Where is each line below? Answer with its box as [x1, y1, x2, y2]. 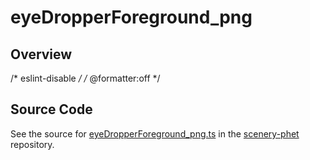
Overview [10, 46, 73, 63]
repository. [10, 138, 55, 150]
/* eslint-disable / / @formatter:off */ [10, 72, 161, 84]
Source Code [10, 101, 93, 118]
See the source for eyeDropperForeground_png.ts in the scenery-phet [10, 127, 300, 140]
